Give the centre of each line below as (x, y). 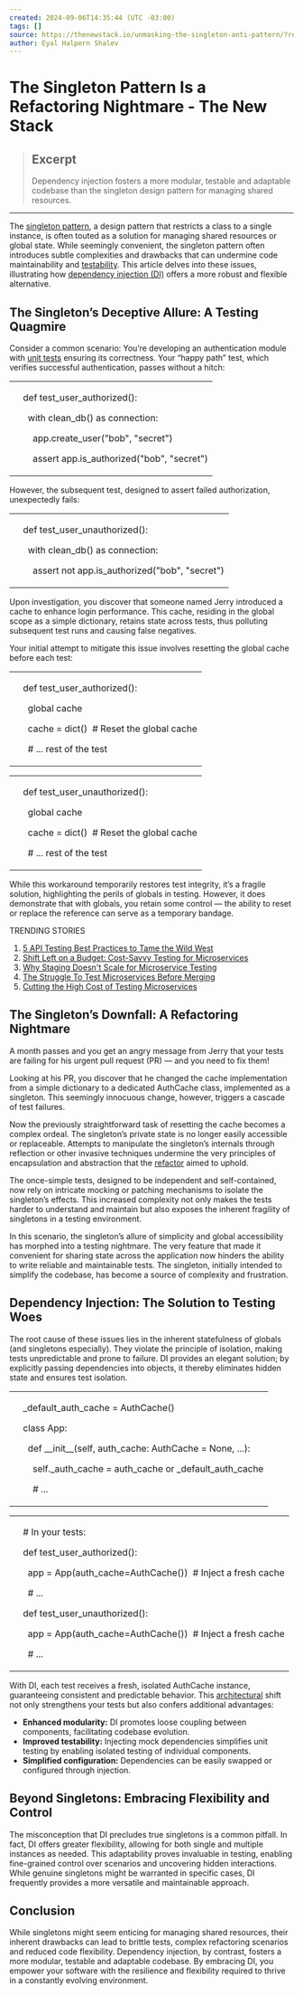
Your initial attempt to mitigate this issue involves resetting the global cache (150, 648)
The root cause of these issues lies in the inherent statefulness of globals (146, 1339)
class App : (45, 1427)
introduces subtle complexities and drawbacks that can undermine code (144, 255)
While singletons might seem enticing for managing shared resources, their (149, 1933)
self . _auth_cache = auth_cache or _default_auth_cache (148, 1468)
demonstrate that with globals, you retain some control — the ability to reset (150, 904)
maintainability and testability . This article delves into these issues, (133, 265)
